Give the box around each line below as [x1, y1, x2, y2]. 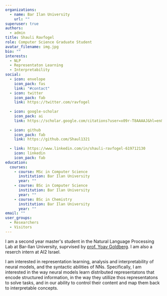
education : [5, 160, 28, 165]
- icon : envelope [9, 77, 46, 82]
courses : [9, 165, 28, 170]
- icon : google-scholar [9, 109, 59, 114]
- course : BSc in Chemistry [14, 197, 72, 202]
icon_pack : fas [14, 81, 46, 86]
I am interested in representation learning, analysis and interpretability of [5, 258, 154, 264]
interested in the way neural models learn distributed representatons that [5, 269, 155, 275]
